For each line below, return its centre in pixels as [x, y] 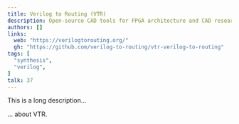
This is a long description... [47, 100]
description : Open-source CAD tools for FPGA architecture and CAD [110, 21]
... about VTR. [27, 114]
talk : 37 [20, 80]
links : [17, 34]
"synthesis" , [33, 61]
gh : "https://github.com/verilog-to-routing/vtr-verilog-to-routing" [119, 47]
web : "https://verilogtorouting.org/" [71, 41]
